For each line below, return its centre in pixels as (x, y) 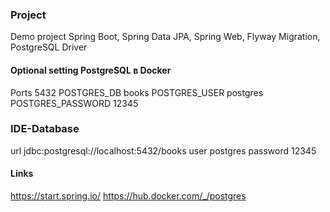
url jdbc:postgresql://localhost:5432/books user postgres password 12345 (163, 150)
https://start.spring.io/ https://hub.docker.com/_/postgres (128, 196)
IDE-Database (45, 129)
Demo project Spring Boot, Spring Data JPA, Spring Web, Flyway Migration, (165, 37)
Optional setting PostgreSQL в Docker (91, 70)
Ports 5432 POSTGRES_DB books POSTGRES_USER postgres (137, 92)
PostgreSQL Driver (49, 47)
